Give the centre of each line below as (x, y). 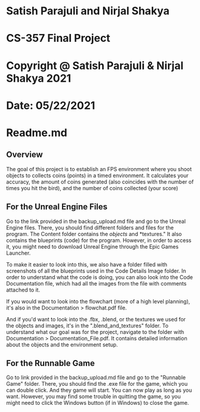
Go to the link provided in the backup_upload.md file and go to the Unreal (96, 221)
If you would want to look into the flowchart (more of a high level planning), (98, 301)
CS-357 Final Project (58, 38)
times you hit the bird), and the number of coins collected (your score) (92, 188)
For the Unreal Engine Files (57, 207)
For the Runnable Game (51, 363)
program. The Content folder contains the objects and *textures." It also (94, 234)
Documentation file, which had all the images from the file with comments (96, 283)
